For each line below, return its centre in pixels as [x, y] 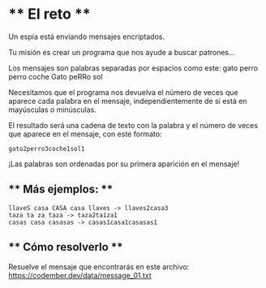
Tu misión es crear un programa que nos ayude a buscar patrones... [122, 52]
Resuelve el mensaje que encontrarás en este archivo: [99, 267]
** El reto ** [49, 14]
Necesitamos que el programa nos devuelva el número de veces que [123, 92]
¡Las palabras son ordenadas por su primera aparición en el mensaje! [124, 164]
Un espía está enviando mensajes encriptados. [86, 37]
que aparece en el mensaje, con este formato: [85, 134]
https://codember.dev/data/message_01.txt [80, 275]
